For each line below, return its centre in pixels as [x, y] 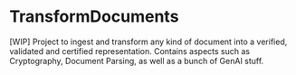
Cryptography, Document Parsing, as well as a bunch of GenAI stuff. [137, 61]
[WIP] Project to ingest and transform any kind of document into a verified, [148, 42]
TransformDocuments [94, 17]
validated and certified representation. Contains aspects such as [130, 51]
